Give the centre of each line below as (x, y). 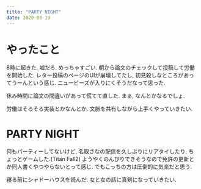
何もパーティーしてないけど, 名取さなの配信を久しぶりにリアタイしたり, (97, 152)
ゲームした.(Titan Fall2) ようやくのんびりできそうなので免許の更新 (106, 159)
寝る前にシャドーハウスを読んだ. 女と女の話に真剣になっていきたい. (92, 180)
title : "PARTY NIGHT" (34, 12)
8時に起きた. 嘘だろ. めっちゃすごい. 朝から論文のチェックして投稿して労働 (100, 68)
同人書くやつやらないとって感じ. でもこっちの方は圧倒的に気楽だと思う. (102, 167)
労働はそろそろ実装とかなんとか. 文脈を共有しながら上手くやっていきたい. (100, 109)
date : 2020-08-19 (28, 18)
